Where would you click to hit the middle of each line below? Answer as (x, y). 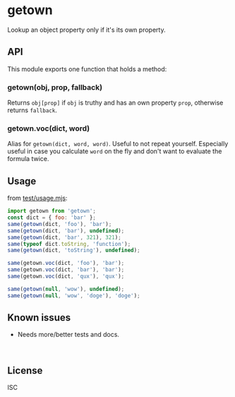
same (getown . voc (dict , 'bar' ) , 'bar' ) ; (66, 270)
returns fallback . (32, 110)
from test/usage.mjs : (37, 198)
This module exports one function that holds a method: (87, 69)
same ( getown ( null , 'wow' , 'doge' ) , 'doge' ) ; (74, 295)
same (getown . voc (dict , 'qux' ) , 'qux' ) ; (66, 277)
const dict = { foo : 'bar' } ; (52, 218)
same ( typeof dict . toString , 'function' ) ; (69, 244)
